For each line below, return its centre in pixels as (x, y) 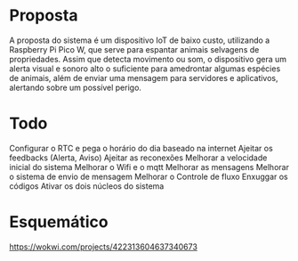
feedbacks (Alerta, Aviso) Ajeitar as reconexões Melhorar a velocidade (138, 158)
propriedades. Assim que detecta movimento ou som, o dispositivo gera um (148, 59)
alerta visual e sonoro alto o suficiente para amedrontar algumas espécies (145, 69)
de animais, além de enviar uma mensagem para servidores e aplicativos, (144, 77)
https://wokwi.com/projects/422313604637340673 (104, 247)
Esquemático (59, 222)
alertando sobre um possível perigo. (76, 87)
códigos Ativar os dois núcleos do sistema (87, 186)
